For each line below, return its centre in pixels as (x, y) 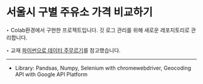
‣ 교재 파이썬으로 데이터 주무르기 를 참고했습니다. (63, 50)
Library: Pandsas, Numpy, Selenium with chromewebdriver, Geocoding (103, 68)
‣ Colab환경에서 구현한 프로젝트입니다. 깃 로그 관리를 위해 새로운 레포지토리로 (98, 30)
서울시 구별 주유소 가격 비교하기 (79, 12)
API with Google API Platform (51, 74)
